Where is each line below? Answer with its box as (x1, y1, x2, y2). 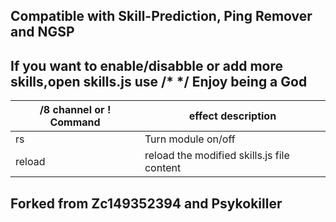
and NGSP (10, 24, 75, 41)
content (144, 161, 182, 175)
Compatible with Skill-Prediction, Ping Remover (10, 8, 313, 25)
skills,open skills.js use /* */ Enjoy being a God (10, 73, 308, 90)
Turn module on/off (144, 132, 236, 146)
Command (49, 115, 101, 129)
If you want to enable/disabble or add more (10, 57, 284, 74)
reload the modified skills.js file (144, 149, 290, 163)
